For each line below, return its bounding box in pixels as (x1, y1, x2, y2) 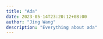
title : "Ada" (6, 8, 38, 14)
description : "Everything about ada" (6, 24, 98, 30)
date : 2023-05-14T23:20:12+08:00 (6, 14, 87, 19)
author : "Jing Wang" (6, 19, 56, 25)
